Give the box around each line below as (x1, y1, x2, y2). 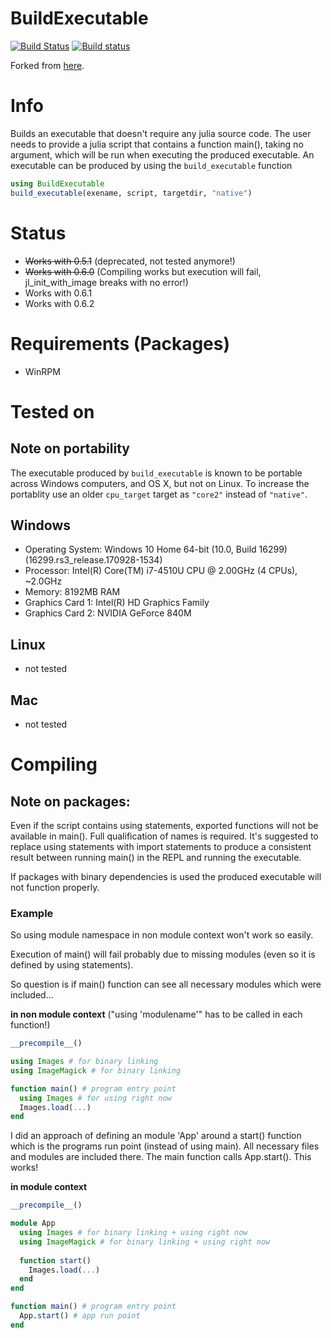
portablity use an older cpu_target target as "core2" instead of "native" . (10, 488, 308, 500)
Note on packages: (10, 793, 131, 810)
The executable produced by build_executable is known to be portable (10, 467, 303, 479)
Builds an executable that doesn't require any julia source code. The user (10, 127, 312, 139)
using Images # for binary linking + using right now (19, 1228, 248, 1238)
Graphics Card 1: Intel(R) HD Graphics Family (24, 597, 210, 609)
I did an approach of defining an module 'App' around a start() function (10, 1130, 302, 1142)
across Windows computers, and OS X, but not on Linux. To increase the (10, 477, 310, 489)
